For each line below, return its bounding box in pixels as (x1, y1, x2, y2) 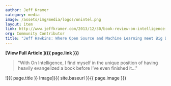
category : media (5, 12, 40, 17)
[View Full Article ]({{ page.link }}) (5, 49, 79, 56)
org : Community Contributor (5, 31, 65, 36)
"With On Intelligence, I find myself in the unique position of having (17, 60, 158, 66)
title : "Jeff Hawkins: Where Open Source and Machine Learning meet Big (5, 36, 163, 41)
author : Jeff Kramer (5, 7, 49, 13)
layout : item (5, 21, 33, 27)
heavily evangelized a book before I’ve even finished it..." (17, 65, 138, 71)
